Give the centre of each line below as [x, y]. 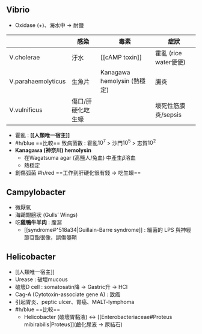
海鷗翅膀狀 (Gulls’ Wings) [46, 215]
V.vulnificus [26, 109]
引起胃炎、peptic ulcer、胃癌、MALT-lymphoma [75, 302]
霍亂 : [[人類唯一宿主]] [42, 135]
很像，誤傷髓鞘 [58, 237]
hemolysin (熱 [120, 80]
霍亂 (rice [169, 53]
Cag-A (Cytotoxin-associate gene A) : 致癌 [68, 294]
